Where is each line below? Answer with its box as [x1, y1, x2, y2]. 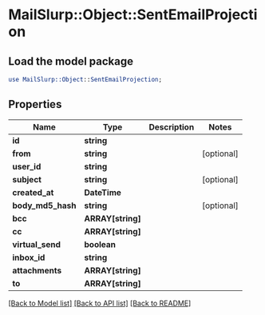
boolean [84, 238, 117, 249]
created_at [12, 186, 54, 197]
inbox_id [12, 252, 45, 263]
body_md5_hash [12, 200, 77, 211]
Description [148, 122, 195, 133]
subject [12, 173, 42, 185]
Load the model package [8, 54, 134, 68]
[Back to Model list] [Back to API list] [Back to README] [8, 298, 192, 308]
